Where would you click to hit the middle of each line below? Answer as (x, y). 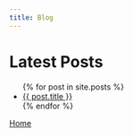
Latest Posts (56, 61)
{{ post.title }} (47, 96)
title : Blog (31, 17)
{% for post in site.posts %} (73, 87)
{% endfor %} (48, 106)
